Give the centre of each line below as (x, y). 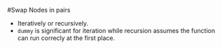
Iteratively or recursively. (53, 23)
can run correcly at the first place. (66, 38)
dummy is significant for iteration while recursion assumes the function (116, 31)
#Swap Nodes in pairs (39, 10)
